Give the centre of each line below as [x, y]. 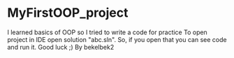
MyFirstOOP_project [68, 13]
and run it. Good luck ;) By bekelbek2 [61, 47]
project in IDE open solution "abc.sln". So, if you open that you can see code [117, 39]
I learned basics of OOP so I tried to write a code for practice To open [107, 32]
